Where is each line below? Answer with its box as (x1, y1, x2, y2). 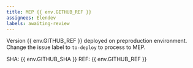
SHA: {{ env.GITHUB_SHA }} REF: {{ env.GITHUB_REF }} (6, 56, 147, 63)
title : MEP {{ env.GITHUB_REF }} (6, 9, 92, 15)
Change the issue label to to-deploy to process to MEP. (6, 43, 146, 51)
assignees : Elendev (6, 15, 56, 21)
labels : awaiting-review (6, 20, 70, 26)
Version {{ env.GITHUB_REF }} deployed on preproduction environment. (6, 37, 187, 45)
